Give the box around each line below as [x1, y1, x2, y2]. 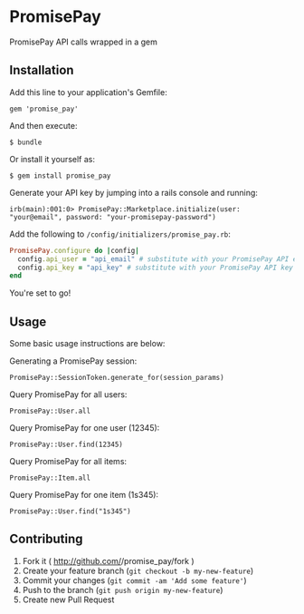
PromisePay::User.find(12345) [9, 440, 124, 450]
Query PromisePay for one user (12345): [9, 423, 160, 434]
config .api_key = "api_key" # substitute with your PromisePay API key [17, 263, 294, 272]
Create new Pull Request [22, 594, 115, 605]
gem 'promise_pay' [9, 104, 79, 113]
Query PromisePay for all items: [9, 456, 128, 467]
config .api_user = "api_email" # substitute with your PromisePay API [17, 254, 290, 264]
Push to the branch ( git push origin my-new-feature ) [22, 584, 223, 595]
